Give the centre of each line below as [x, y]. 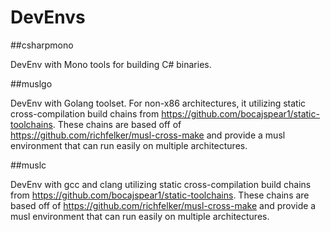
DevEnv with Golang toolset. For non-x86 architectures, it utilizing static [158, 103]
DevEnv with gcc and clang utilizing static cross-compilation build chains [161, 184]
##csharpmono [42, 45]
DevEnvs [48, 17]
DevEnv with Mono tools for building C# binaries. [111, 64]
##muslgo [31, 83]
